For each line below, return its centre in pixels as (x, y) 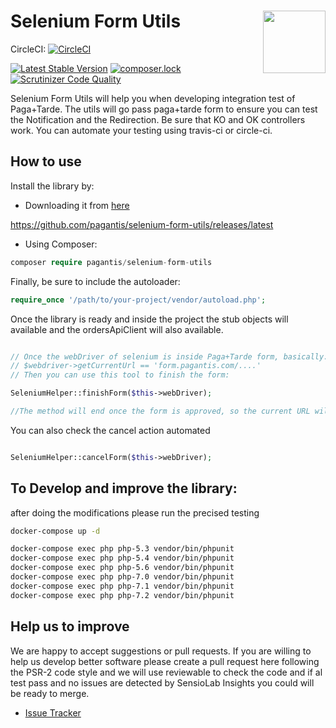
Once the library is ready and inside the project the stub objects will (149, 319)
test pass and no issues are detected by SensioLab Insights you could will (162, 682)
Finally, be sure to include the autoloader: (95, 281)
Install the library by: (52, 186)
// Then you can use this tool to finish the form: (120, 375)
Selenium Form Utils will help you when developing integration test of (153, 98)
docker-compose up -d (55, 531)
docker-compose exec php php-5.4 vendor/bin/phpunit (122, 558)
